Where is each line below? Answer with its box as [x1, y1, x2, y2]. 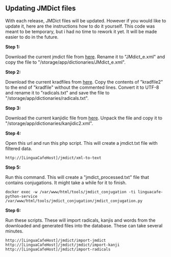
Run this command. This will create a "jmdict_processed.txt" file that [5, 174, 149, 180]
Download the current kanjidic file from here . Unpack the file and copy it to [5, 115, 162, 121]
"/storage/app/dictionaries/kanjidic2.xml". [5, 120, 93, 126]
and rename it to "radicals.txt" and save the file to [5, 89, 110, 96]
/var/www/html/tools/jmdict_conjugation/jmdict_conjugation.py [5, 198, 143, 203]
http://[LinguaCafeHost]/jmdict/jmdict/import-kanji [5, 242, 120, 247]
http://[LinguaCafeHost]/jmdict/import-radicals [5, 247, 111, 252]
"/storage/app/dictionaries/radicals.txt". [5, 95, 89, 101]
